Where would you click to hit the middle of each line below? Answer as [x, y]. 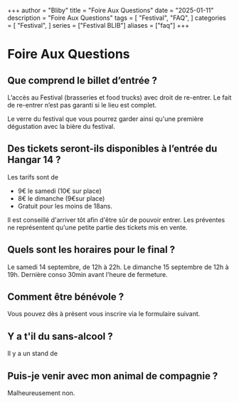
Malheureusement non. [41, 393]
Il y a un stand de [33, 354]
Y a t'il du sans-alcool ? [60, 336]
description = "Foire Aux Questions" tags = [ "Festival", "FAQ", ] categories [117, 18]
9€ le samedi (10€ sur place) [59, 191]
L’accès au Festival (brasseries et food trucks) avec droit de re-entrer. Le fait [119, 98]
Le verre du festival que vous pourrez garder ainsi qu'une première [106, 119]
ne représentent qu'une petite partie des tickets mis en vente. [97, 227]
